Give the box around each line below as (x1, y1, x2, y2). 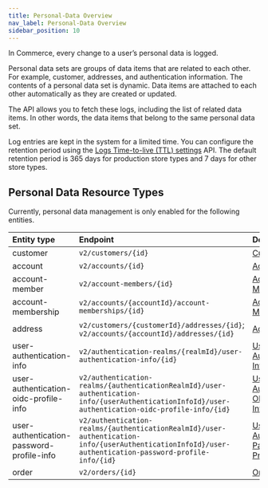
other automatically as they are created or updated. (8, 89, 177, 99)
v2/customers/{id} (78, 249, 149, 258)
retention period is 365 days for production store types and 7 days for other (8, 154, 257, 163)
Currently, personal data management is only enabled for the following (8, 207, 240, 216)
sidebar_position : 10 (8, 26, 81, 34)
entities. (8, 215, 34, 225)
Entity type (12, 234, 56, 246)
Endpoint (78, 234, 114, 246)
